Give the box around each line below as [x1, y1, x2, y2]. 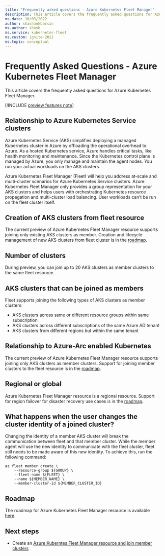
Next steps [5, 527, 39, 535]
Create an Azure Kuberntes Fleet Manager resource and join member [12, 540, 152, 546]
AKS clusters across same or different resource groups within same [12, 312, 149, 318]
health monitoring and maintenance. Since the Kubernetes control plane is [5, 153, 155, 159]
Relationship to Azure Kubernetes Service [5, 116, 137, 125]
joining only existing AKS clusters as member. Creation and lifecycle [5, 232, 142, 238]
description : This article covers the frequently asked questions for [5, 12, 153, 17]
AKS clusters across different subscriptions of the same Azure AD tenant [12, 322, 160, 328]
